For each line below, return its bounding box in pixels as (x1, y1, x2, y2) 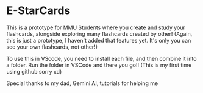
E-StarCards (6, 4, 71, 18)
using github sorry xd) (6, 67, 62, 75)
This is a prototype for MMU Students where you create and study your (6, 24, 186, 31)
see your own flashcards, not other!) (6, 43, 98, 50)
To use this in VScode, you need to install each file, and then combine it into (6, 55, 197, 62)
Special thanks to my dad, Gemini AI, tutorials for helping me (6, 80, 158, 87)
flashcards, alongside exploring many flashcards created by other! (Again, (6, 30, 193, 37)
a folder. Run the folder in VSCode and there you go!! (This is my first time (6, 61, 192, 69)
